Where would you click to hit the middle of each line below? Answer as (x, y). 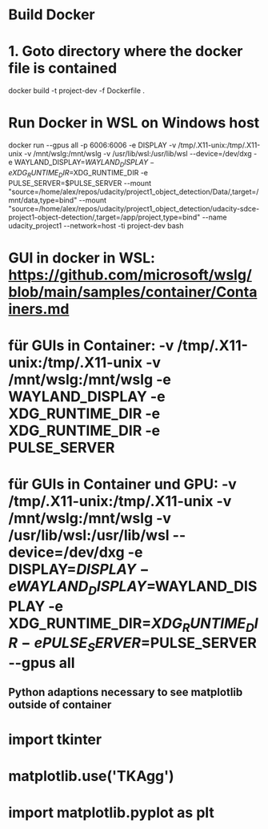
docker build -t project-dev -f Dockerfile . (77, 91)
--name (214, 217)
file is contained (63, 68)
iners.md (39, 309)
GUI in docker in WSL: (82, 258)
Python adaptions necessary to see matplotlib (126, 692)
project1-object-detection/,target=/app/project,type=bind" (104, 217)
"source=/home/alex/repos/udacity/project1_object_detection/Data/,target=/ (134, 191)
